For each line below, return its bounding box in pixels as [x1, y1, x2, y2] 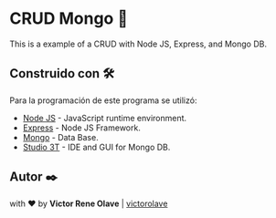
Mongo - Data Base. [22, 131, 99, 142]
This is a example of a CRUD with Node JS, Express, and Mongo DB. [9, 38, 268, 49]
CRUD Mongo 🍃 [9, 8, 129, 29]
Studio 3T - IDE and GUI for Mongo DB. [22, 141, 171, 152]
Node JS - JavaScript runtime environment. [22, 112, 187, 123]
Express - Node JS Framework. [22, 122, 142, 133]
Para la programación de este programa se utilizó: [9, 95, 197, 106]
